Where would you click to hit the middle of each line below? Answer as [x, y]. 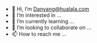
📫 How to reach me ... [39, 34]
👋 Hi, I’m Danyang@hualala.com [50, 9]
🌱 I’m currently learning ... [43, 21]
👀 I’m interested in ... [36, 15]
